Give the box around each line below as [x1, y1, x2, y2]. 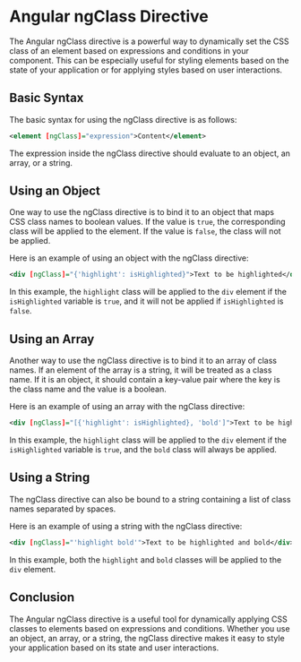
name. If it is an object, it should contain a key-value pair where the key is [9, 374, 280, 385]
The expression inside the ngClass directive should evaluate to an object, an [9, 148, 291, 159]
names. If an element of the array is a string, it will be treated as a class [9, 365, 272, 375]
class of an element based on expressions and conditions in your [9, 45, 249, 56]
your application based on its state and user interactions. [9, 642, 219, 653]
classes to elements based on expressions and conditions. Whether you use [9, 623, 290, 633]
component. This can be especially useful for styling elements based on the [9, 55, 289, 65]
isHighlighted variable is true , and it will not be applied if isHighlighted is [9, 296, 284, 306]
